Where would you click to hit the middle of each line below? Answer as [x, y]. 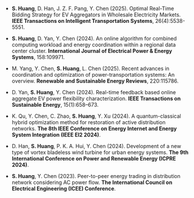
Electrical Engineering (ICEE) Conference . [64, 189]
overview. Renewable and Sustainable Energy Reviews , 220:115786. [95, 81]
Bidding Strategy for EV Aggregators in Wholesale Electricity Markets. [96, 15]
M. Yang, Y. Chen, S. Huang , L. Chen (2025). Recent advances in [90, 69]
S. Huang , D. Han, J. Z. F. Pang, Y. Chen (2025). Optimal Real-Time [93, 8]
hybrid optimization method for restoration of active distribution [88, 122]
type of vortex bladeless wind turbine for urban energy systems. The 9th [100, 152]
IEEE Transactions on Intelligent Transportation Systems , [83, 21]
